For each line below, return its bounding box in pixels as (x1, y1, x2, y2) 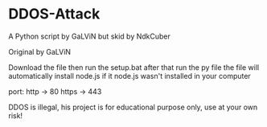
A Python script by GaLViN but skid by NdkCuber (8, 31, 171, 41)
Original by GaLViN (8, 47, 71, 56)
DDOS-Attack (8, 5, 101, 23)
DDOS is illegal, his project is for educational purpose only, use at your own (8, 102, 258, 112)
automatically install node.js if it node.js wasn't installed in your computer (8, 71, 251, 80)
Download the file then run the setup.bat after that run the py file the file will (8, 62, 260, 72)
